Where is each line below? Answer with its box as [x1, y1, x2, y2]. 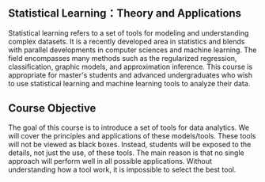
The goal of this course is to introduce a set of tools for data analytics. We [8, 123, 250, 132]
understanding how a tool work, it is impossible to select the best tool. [8, 165, 237, 174]
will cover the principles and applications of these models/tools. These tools [8, 131, 256, 140]
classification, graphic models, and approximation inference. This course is [8, 62, 253, 71]
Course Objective [8, 101, 97, 116]
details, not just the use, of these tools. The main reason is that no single [8, 148, 244, 157]
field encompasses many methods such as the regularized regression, [8, 53, 237, 63]
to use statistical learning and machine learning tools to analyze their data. [8, 78, 251, 88]
